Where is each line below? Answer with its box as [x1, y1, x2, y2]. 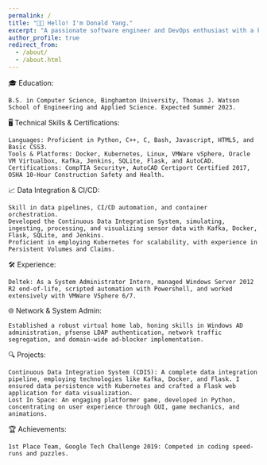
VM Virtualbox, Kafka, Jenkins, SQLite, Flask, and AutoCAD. [8, 156, 215, 165]
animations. [8, 409, 48, 417]
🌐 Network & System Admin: [8, 306, 102, 315]
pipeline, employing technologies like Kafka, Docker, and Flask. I [8, 375, 240, 383]
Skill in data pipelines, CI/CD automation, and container [8, 203, 208, 211]
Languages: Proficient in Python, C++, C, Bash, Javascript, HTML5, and [8, 136, 254, 144]
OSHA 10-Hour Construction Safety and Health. [8, 171, 165, 179]
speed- [232, 442, 254, 451]
